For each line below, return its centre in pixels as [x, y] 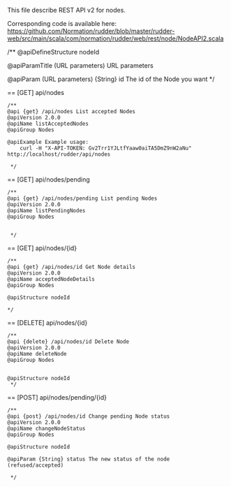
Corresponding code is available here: [62, 23]
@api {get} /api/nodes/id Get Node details [72, 267]
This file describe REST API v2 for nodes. [66, 10]
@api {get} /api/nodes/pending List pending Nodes [82, 198]
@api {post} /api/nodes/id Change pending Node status [89, 416]
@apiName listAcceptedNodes [48, 124]
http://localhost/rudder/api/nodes [59, 154]
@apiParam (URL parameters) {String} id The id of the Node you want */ [111, 79]
